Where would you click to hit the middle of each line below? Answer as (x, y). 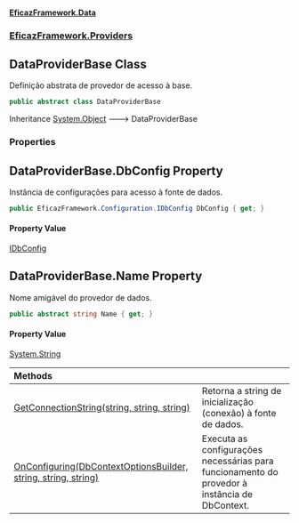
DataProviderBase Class (78, 64)
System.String (35, 354)
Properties (32, 142)
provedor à (224, 483)
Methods (33, 375)
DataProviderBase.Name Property (106, 276)
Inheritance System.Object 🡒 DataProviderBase (104, 119)
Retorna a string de (242, 390)
